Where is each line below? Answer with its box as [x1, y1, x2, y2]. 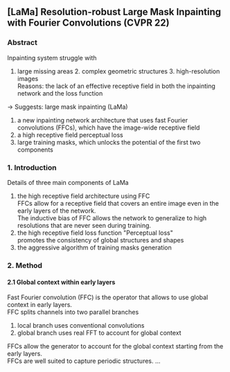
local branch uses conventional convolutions [17, 321, 145, 330]
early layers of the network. [17, 206, 96, 215]
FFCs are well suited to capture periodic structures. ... [7, 357, 161, 365]
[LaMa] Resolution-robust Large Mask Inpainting [7, 6, 222, 18]
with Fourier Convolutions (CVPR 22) [7, 17, 170, 29]
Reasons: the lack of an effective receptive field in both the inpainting [17, 82, 216, 90]
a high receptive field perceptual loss [17, 130, 123, 139]
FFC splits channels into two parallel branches [7, 308, 139, 317]
